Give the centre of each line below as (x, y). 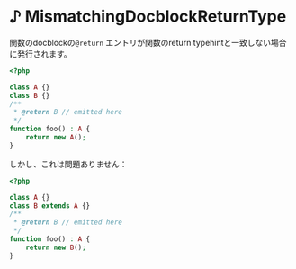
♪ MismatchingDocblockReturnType (148, 17)
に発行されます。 (40, 54)
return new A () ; (56, 138)
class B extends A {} (50, 206)
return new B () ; (56, 247)
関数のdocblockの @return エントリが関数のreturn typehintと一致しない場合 (148, 42)
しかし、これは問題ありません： (68, 164)
